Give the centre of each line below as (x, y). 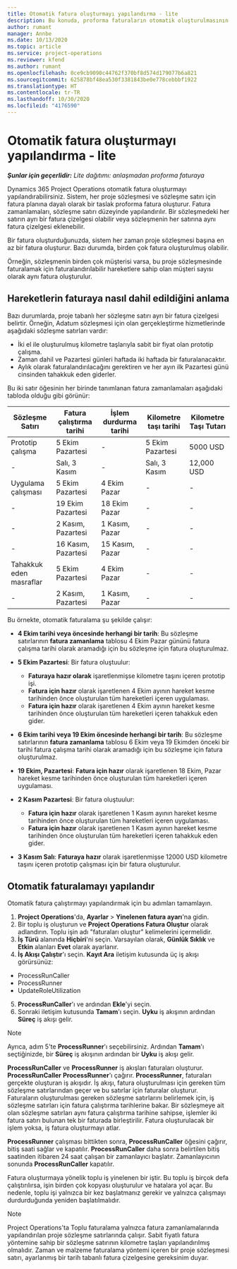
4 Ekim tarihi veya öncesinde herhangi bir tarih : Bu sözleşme (108, 633)
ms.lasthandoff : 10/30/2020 (49, 100)
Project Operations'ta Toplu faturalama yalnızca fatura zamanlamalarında (113, 1228)
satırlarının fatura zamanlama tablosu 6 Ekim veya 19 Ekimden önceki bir (123, 741)
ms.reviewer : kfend (36, 60)
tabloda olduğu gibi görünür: (49, 395)
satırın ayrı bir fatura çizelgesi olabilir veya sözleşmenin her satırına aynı (112, 219)
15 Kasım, (118, 544)
